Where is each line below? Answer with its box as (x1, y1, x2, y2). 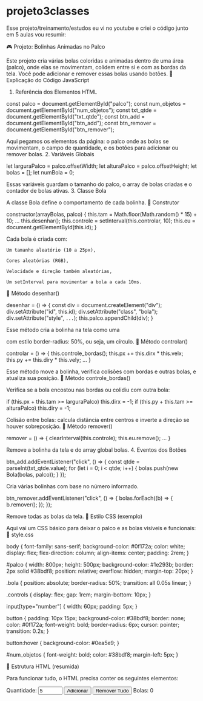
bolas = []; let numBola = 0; (6, 168, 75, 176)
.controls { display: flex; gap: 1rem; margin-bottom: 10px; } (6, 591, 151, 598)
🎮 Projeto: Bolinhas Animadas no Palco (6, 43, 105, 50)
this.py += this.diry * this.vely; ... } (6, 356, 92, 363)
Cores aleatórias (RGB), (6, 257, 69, 264)
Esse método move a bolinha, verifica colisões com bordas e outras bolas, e (6, 368, 196, 375)
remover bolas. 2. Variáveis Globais (6, 150, 95, 157)
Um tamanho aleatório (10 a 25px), (6, 247, 96, 253)
